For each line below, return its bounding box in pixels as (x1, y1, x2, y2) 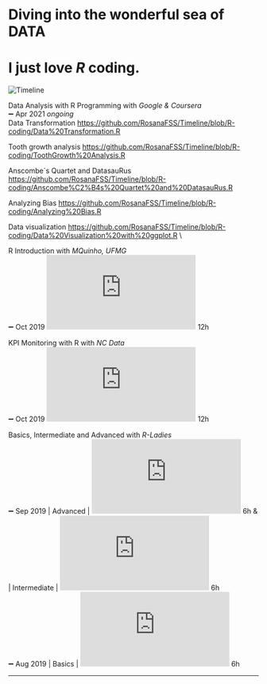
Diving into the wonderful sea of (8, 6, 225, 24)
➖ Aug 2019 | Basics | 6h (8, 659, 240, 669)
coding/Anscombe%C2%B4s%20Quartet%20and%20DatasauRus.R (8, 183, 233, 193)
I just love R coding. (8, 59, 141, 77)
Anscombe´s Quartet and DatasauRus (8, 166, 132, 176)
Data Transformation (8, 118, 75, 128)
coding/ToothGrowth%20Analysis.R (8, 150, 126, 160)
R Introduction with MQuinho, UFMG (8, 246, 127, 256)
